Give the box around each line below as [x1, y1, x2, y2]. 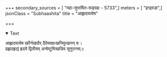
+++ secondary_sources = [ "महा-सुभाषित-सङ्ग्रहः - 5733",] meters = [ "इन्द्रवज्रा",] [5, 5, 162, 11]
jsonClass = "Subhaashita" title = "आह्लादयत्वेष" [5, 11, 98, 16]
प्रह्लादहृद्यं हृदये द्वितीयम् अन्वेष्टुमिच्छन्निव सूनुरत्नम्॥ [5, 46, 84, 51]
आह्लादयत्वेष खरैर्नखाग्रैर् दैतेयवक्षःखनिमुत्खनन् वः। [5, 40, 82, 46]
